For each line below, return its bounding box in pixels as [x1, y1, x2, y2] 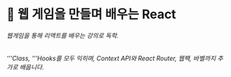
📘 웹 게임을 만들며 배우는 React [6, 6, 176, 22]
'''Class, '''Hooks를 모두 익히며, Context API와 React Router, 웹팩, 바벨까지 [6, 54, 216, 63]
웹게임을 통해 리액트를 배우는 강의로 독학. [6, 31, 119, 39]
